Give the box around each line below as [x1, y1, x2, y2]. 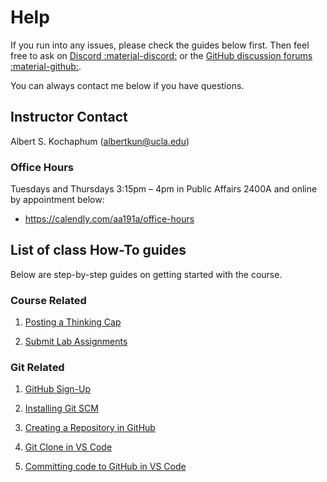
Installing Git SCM [24, 402, 99, 415]
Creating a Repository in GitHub [24, 422, 156, 434]
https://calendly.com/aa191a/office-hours [24, 213, 195, 225]
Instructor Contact [10, 109, 128, 126]
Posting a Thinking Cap [24, 316, 122, 328]
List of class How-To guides [10, 242, 187, 259]
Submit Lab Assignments [24, 336, 128, 348]
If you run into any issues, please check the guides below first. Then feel [10, 39, 310, 51]
